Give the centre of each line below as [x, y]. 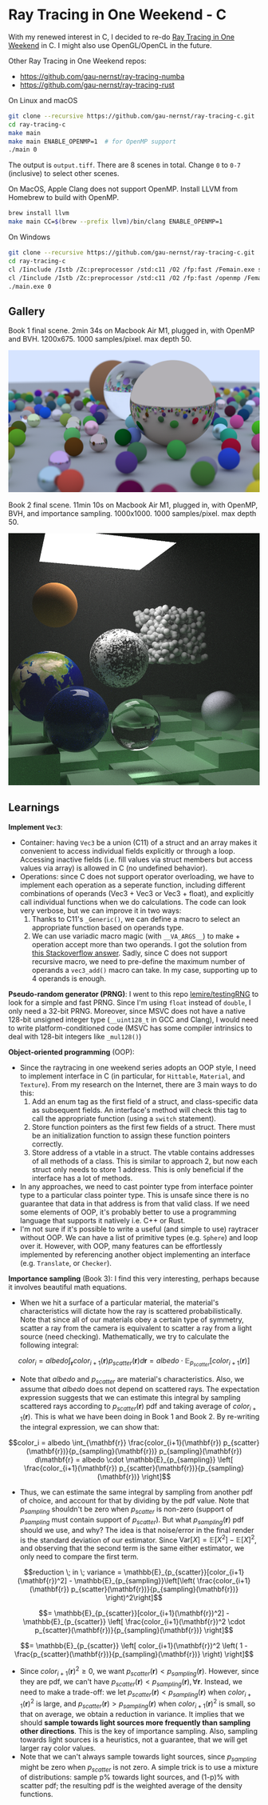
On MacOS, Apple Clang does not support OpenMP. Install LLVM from [123, 189]
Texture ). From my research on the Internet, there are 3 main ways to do [138, 1084]
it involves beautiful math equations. [68, 1287]
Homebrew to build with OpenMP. [64, 198]
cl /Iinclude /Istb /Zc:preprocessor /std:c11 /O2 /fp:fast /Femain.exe [132, 270]
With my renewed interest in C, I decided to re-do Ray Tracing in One [122, 37]
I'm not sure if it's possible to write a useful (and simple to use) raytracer [139, 1229]
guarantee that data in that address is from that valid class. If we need [134, 1203]
